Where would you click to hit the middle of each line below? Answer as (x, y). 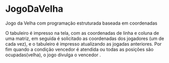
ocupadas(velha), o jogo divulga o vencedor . (53, 55)
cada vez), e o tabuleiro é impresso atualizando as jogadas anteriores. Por (83, 44)
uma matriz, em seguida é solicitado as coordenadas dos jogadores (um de (85, 38)
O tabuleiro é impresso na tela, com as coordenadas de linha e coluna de (82, 33)
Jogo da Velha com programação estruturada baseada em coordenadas (81, 23)
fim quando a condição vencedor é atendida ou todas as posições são (79, 49)
